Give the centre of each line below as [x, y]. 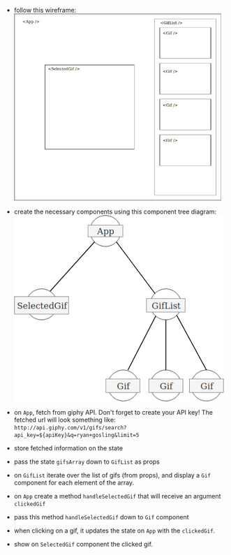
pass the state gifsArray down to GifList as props [87, 462]
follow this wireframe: [45, 10]
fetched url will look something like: [65, 420]
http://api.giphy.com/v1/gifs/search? [70, 428]
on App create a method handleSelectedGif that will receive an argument [117, 496]
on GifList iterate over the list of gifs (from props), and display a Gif [112, 475]
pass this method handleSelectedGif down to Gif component [101, 517]
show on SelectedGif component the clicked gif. [83, 545]
